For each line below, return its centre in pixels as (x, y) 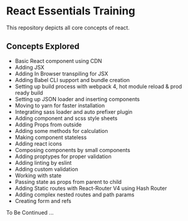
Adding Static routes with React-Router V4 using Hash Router (91, 188)
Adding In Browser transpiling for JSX (61, 74)
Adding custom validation (47, 169)
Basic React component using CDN (58, 60)
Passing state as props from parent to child (68, 181)
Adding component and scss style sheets (66, 118)
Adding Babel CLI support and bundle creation (72, 80)
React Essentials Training (71, 11)
